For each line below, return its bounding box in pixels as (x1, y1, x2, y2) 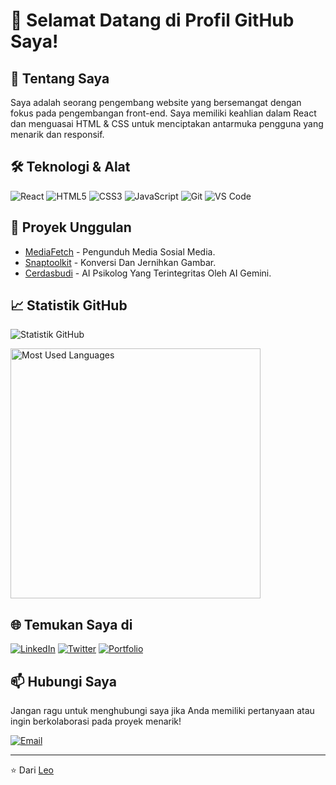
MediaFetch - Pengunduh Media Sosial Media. (24, 245, 216, 258)
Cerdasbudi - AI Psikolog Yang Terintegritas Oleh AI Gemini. (24, 267, 272, 279)
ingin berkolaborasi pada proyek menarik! (10, 715, 182, 728)
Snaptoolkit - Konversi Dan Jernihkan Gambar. (24, 256, 217, 268)
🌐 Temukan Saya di (10, 616, 133, 633)
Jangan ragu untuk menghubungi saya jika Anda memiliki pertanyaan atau (10, 705, 315, 717)
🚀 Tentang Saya (10, 70, 110, 87)
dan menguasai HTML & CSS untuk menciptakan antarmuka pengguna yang (10, 118, 324, 129)
